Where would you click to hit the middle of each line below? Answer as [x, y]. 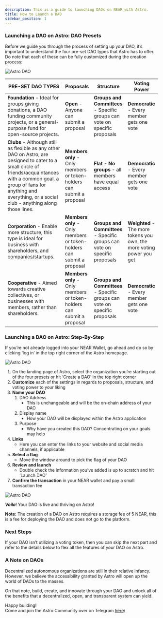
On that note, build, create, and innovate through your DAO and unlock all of [81, 591]
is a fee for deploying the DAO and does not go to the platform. [68, 519]
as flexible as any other [34, 148]
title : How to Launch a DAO [33, 14]
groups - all [108, 170]
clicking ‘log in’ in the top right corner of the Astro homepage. [67, 353]
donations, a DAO [27, 110]
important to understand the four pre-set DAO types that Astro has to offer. [80, 51]
